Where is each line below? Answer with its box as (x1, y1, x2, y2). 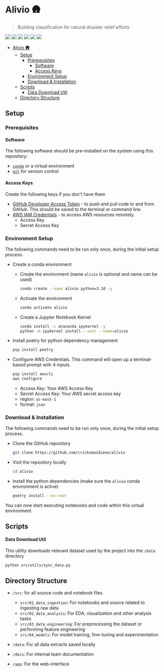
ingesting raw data (20, 605, 59, 611)
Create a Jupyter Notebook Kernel (20, 314, 91, 320)
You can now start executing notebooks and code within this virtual (5, 502, 144, 508)
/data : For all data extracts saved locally (12, 641, 96, 647)
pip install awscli (12, 371, 54, 377)
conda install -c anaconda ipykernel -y (20, 324, 106, 329)
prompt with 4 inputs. (27, 362, 71, 368)
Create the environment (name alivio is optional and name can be (20, 271, 158, 277)
